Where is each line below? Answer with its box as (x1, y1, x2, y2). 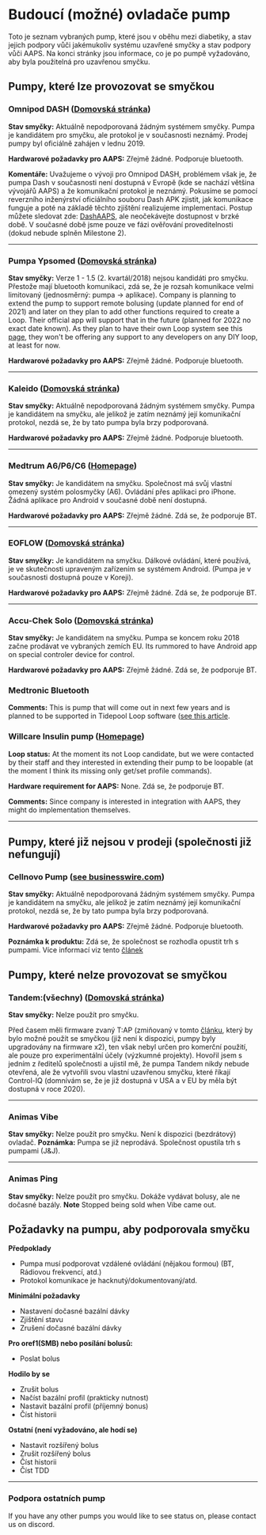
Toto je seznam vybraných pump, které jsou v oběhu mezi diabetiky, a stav (8, 32, 252, 41)
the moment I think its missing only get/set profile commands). (8, 766, 212, 775)
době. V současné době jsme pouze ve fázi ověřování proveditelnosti (8, 219, 234, 229)
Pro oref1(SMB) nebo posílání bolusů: (8, 1339, 133, 1348)
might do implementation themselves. (8, 805, 131, 815)
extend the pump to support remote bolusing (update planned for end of (8, 298, 244, 308)
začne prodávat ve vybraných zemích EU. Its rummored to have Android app (8, 641, 257, 651)
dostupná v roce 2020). (8, 1085, 85, 1094)
